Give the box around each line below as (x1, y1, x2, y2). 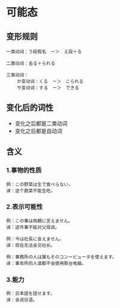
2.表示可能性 (6, 203, 43, 211)
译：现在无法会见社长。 (6, 242, 56, 248)
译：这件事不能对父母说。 (6, 224, 60, 230)
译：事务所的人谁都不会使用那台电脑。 (6, 260, 87, 266)
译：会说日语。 (6, 297, 38, 303)
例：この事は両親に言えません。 (6, 218, 73, 224)
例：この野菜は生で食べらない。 (6, 181, 73, 187)
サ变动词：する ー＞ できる (17, 85, 79, 91)
